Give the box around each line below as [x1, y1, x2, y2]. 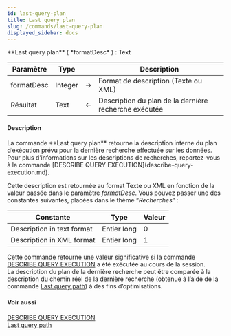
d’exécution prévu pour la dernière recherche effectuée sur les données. [7, 146, 212, 155]
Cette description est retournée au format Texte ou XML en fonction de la [7, 182, 215, 190]
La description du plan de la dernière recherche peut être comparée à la [7, 268, 211, 276]
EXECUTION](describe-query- [107, 161, 194, 169]
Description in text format [10, 224, 93, 234]
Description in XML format [10, 235, 96, 245]
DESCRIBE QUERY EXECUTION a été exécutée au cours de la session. [7, 260, 206, 269]
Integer [55, 81, 79, 90]
